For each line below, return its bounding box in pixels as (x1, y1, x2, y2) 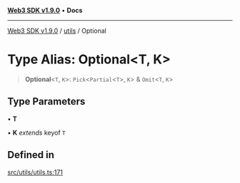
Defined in (7, 149, 55, 161)
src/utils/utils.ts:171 (7, 167, 63, 177)
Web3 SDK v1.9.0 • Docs (7, 6, 83, 14)
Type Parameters (7, 95, 86, 108)
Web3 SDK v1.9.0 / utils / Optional (7, 26, 107, 35)
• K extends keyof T (7, 128, 66, 137)
